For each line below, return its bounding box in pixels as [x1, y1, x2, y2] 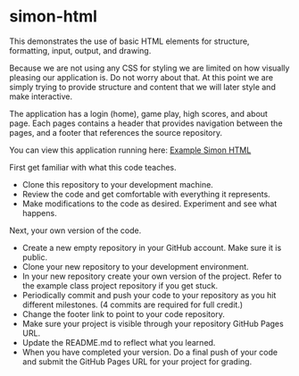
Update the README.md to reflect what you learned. [21, 337, 216, 347]
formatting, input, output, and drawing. [9, 45, 152, 55]
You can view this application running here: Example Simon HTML [9, 145, 252, 155]
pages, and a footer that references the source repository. [9, 127, 223, 138]
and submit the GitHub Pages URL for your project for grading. [21, 355, 253, 367]
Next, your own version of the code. [9, 225, 142, 236]
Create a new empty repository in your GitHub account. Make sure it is [21, 242, 282, 253]
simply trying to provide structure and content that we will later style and [9, 81, 277, 92]
